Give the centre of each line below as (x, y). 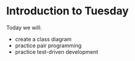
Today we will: (24, 28)
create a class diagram (43, 39)
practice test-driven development (56, 51)
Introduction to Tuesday (67, 11)
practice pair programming (48, 45)
